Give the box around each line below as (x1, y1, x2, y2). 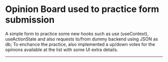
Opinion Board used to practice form (5, 3, 159, 15)
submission (5, 14, 55, 25)
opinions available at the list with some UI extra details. (5, 46, 118, 52)
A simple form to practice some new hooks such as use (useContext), (5, 30, 149, 36)
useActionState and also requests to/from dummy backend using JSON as (5, 36, 158, 42)
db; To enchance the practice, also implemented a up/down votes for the (5, 41, 155, 47)
